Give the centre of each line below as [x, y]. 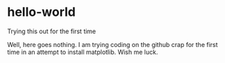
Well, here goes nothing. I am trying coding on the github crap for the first [112, 44]
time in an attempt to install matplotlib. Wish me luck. [83, 52]
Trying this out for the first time [52, 31]
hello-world [42, 12]
